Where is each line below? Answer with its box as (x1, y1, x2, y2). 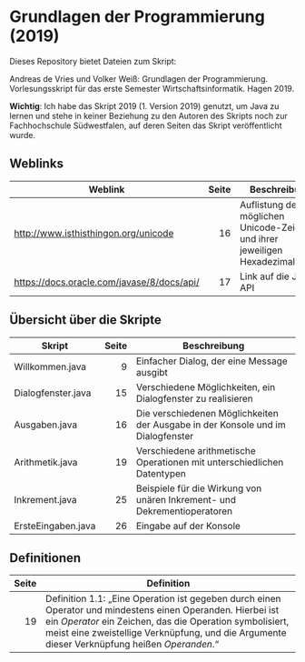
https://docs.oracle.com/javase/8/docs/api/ (14, 276, 200, 288)
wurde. (9, 129, 36, 140)
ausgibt (135, 366, 168, 378)
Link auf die (239, 270, 290, 283)
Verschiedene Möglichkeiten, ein (135, 380, 276, 393)
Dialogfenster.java (14, 386, 92, 399)
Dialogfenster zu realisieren (135, 392, 254, 405)
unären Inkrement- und (135, 493, 236, 506)
